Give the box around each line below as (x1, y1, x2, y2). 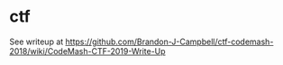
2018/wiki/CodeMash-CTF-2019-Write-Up (9, 45, 166, 56)
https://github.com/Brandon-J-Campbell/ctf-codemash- (65, 36, 274, 47)
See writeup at (9, 36, 64, 47)
